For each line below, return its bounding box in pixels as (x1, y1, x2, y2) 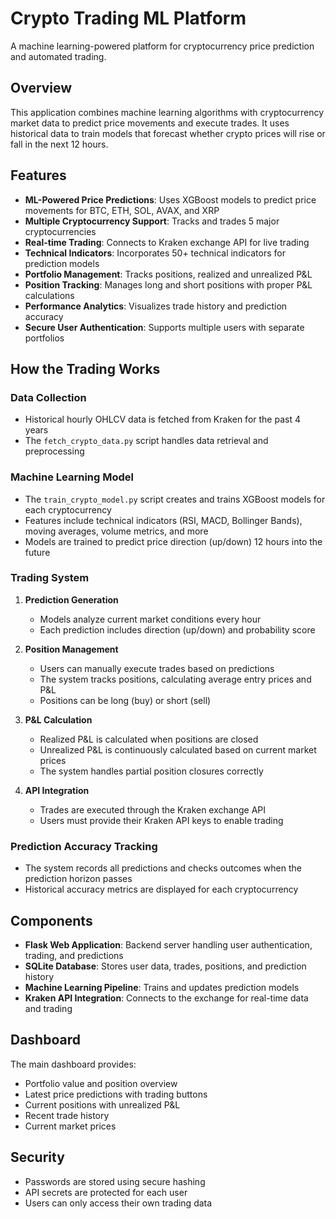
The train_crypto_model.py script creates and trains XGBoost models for (24, 493, 326, 505)
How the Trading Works (10, 360, 161, 377)
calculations (24, 289, 75, 301)
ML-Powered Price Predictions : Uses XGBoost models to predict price (24, 193, 317, 206)
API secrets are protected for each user (24, 1186, 188, 1198)
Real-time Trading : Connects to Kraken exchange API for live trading (24, 236, 310, 248)
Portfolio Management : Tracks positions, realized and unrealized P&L (24, 268, 313, 280)
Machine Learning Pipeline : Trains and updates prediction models (24, 981, 300, 993)
